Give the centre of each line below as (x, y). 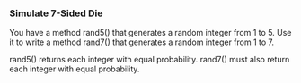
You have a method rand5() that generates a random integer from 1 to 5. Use (150, 33)
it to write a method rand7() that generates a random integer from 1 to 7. (142, 42)
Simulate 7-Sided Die (56, 13)
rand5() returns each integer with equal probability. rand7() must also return (150, 60)
